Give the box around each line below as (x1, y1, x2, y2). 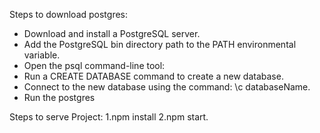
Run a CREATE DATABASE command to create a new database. (23, 70, 284, 82)
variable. (23, 49, 61, 61)
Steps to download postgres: (9, 9, 129, 20)
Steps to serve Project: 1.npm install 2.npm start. (9, 111, 209, 123)
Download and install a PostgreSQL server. (23, 28, 201, 39)
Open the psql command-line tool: (23, 60, 166, 71)
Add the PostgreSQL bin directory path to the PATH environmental (23, 39, 297, 50)
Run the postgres (23, 92, 96, 103)
